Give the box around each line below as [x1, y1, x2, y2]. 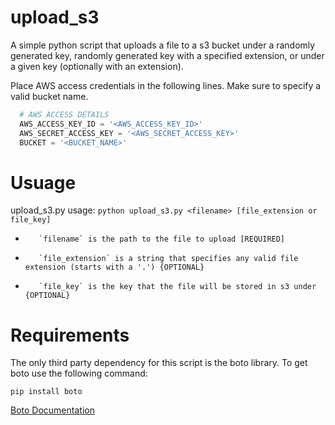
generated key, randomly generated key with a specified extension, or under [10, 49, 325, 61]
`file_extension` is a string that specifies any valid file [38, 254, 299, 264]
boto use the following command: [10, 367, 148, 380]
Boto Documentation [10, 404, 95, 416]
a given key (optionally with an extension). [10, 60, 184, 72]
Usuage [10, 171, 77, 194]
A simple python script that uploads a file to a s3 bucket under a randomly [10, 39, 316, 51]
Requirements [10, 324, 130, 346]
